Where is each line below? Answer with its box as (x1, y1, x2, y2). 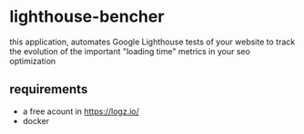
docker (22, 115, 50, 126)
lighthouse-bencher (9, 6, 165, 27)
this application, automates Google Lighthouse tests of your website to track (9, 36, 296, 47)
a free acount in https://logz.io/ (22, 106, 139, 117)
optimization (9, 55, 56, 66)
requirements (9, 81, 88, 97)
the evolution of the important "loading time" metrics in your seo (9, 45, 250, 56)
